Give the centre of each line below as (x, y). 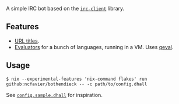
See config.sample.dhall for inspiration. (55, 95)
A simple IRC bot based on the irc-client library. (65, 8)
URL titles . (27, 41)
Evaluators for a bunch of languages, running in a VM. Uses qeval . (94, 47)
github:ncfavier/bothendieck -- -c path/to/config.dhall (77, 84)
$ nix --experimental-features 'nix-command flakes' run (77, 79)
